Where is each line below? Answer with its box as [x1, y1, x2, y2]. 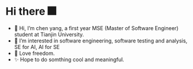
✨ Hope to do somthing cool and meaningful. [14, 55, 125, 63]
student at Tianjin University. [14, 31, 84, 38]
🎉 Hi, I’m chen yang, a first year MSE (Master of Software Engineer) [14, 24, 179, 31]
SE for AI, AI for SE [14, 43, 60, 50]
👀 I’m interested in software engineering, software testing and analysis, [14, 37, 188, 44]
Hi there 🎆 [5, 5, 56, 18]
